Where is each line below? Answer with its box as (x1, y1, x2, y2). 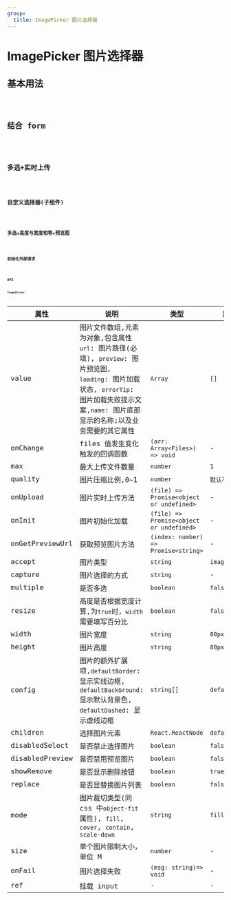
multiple (10, 583, 45, 592)
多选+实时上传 (7, 163, 51, 172)
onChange (10, 443, 45, 452)
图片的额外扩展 (79, 656, 129, 665)
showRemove (10, 767, 53, 775)
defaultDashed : (79, 705, 130, 715)
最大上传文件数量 (79, 462, 135, 472)
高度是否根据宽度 (79, 596, 135, 606)
